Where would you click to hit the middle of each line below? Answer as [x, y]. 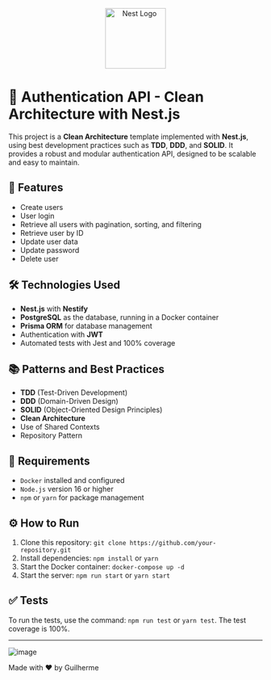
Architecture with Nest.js [94, 114]
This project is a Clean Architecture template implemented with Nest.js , [128, 136]
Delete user [39, 258]
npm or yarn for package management [82, 497]
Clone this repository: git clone [73, 542]
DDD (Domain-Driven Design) [69, 401]
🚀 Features [36, 188]
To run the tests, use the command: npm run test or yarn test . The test [127, 620]
